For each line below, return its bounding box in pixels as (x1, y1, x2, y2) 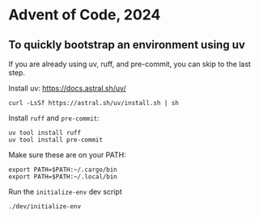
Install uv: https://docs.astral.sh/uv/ (8, 83, 127, 93)
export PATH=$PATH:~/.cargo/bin (8, 166, 117, 174)
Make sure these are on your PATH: (8, 150, 127, 159)
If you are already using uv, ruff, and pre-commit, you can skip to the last (8, 59, 251, 69)
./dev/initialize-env (8, 203, 82, 211)
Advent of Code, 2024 (8, 6, 161, 24)
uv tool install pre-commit (8, 136, 104, 144)
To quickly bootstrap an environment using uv (8, 38, 245, 52)
